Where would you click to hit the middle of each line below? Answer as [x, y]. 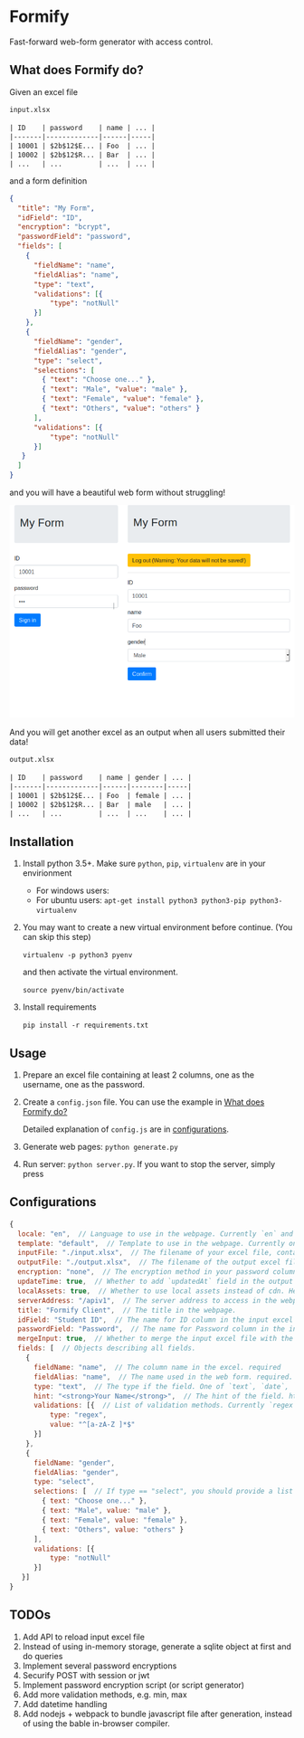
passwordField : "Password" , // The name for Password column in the [151, 1329]
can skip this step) [57, 937]
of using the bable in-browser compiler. [96, 1723]
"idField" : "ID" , [50, 218]
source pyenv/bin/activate [73, 991]
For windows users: [73, 891]
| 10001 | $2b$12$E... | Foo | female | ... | [101, 796]
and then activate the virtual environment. [100, 972]
